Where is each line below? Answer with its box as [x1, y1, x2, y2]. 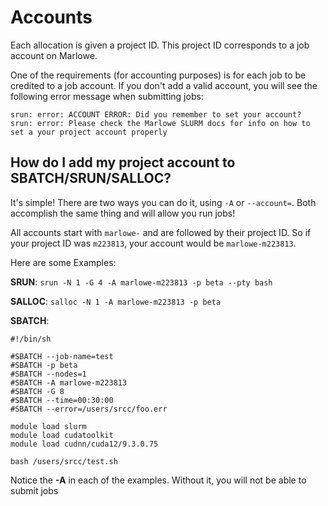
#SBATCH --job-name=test [10, 351, 114, 361]
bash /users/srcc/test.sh [10, 456, 118, 466]
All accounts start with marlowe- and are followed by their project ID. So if [10, 226, 312, 238]
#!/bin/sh [10, 334, 52, 344]
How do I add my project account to [10, 154, 236, 171]
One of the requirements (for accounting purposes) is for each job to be [10, 69, 307, 81]
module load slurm [10, 421, 87, 431]
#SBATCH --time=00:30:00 [10, 395, 114, 405]
